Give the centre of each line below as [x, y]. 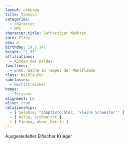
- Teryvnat [21, 94]
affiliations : [20, 56]
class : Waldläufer [24, 75]
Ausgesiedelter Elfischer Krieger [39, 136]
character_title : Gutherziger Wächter [46, 33]
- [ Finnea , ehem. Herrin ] [39, 122]
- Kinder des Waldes [31, 61]
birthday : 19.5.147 [26, 47]
